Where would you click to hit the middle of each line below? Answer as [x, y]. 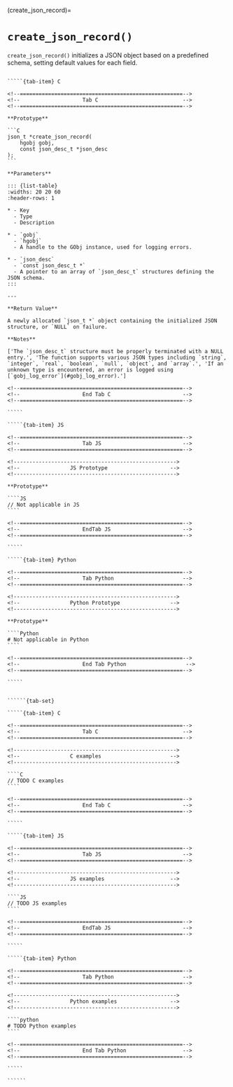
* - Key [19, 210]
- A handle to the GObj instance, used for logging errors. [103, 247]
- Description [34, 223]
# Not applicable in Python [48, 640]
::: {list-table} [33, 186]
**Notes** [22, 339]
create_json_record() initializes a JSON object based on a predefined [108, 55]
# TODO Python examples [42, 1026]
